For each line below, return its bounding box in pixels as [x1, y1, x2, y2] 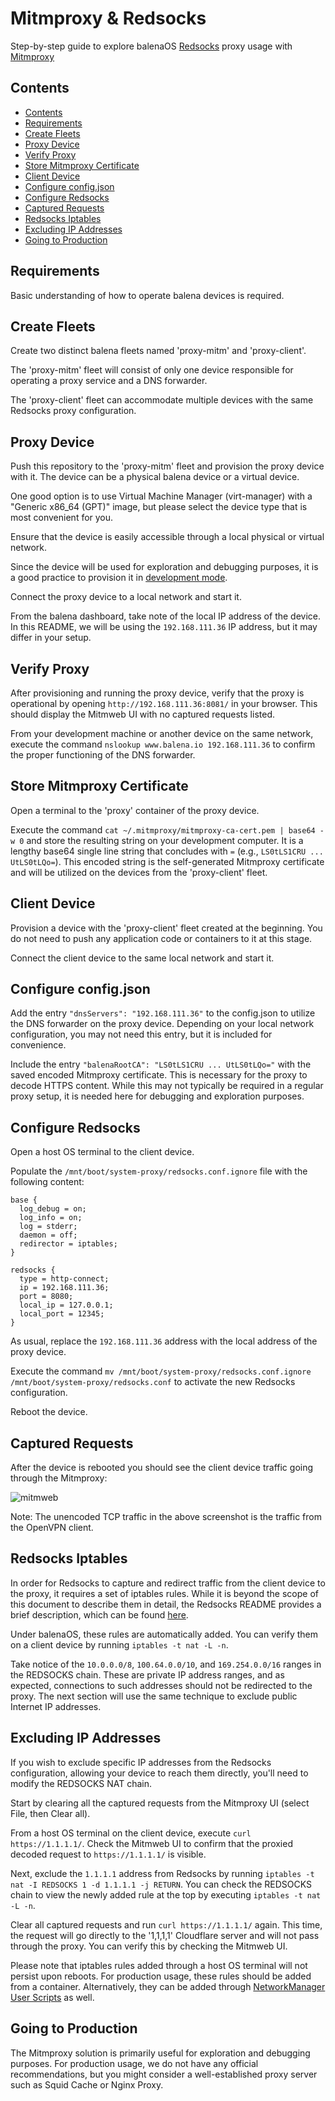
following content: [10, 1176, 85, 1188]
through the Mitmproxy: [10, 1472, 108, 1484]
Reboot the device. [10, 1406, 88, 1418]
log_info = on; [19, 1213, 83, 1223]
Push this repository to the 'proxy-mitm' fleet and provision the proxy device [10, 460, 325, 472]
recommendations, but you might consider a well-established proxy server [10, 2068, 318, 2080]
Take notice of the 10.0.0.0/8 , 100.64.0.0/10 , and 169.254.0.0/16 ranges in [10, 1658, 322, 1670]
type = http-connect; [19, 1274, 110, 1284]
